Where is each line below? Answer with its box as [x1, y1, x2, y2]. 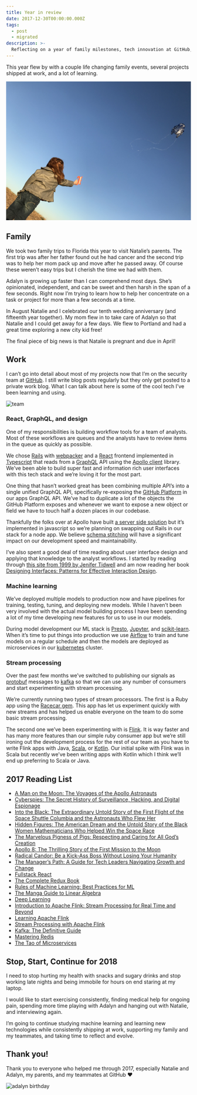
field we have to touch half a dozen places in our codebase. [6, 507, 151, 514]
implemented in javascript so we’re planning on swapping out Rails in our [6, 524, 182, 531]
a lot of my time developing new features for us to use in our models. [6, 614, 172, 621]
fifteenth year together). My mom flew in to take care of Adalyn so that [6, 314, 176, 321]
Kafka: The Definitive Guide [14, 927, 81, 934]
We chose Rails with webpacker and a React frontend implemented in [6, 452, 174, 459]
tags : [6, 22, 19, 28]
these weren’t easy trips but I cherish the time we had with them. [6, 266, 163, 273]
